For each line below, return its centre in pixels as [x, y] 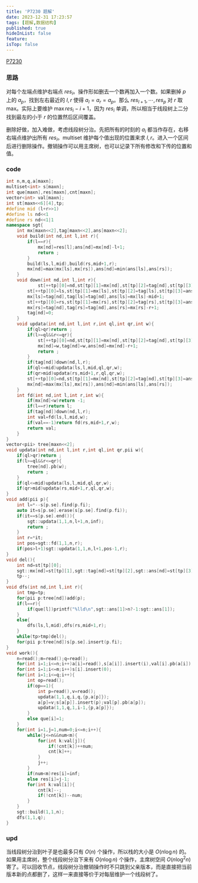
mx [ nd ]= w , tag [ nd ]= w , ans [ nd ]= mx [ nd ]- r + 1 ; [88, 346]
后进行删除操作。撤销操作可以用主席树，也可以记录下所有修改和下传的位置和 [99, 146]
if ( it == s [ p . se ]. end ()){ [46, 516]
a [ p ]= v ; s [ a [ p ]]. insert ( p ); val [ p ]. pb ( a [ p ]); [92, 703]
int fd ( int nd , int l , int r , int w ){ [60, 395]
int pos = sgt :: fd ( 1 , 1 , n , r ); [50, 543]
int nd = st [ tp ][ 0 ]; [39, 565]
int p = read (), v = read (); [67, 691]
